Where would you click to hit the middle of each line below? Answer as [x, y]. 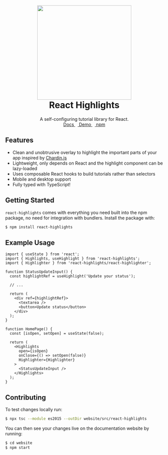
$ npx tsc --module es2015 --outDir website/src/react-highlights [76, 419]
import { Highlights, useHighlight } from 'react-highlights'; [73, 259]
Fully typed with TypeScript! [41, 184]
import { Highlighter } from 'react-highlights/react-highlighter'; [78, 263]
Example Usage [30, 242]
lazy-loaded [25, 168]
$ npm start [18, 447]
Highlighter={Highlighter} [47, 360]
